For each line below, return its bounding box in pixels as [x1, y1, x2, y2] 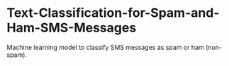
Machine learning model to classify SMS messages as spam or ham [6, 43, 204, 51]
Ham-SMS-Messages [6, 20, 137, 36]
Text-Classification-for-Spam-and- [6, 5, 220, 21]
